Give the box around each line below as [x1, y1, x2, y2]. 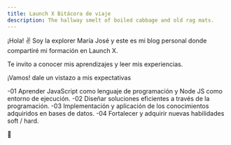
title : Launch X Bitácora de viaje [7, 10, 111, 17]
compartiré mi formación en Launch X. [7, 46, 118, 54]
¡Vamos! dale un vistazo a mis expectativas [7, 73, 132, 82]
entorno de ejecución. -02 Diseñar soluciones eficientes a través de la [7, 94, 210, 102]
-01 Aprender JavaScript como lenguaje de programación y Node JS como [7, 86, 223, 95]
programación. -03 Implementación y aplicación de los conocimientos [7, 102, 209, 110]
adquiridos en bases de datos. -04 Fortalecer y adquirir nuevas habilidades [7, 109, 225, 117]
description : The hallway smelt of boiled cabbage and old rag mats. [7, 17, 215, 24]
